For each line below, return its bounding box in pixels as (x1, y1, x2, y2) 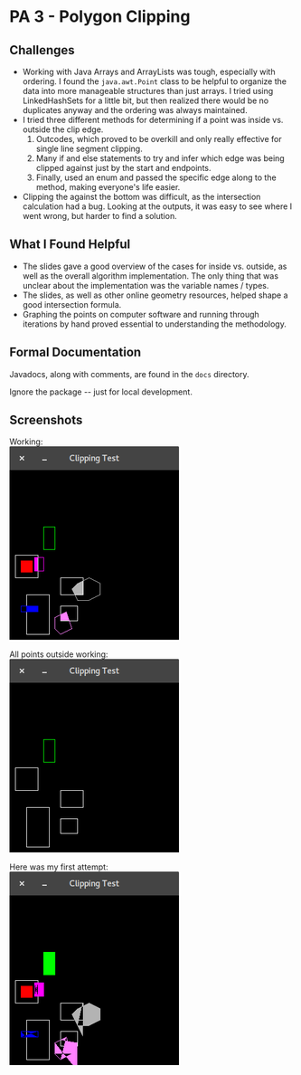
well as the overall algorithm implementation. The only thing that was (22, 270, 278, 281)
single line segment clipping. (35, 143, 143, 154)
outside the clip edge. (22, 124, 104, 135)
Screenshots (9, 413, 83, 428)
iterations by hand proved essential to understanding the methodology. (22, 319, 287, 329)
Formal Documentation (9, 345, 142, 360)
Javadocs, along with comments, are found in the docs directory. (9, 368, 250, 379)
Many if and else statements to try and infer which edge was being (35, 153, 285, 164)
